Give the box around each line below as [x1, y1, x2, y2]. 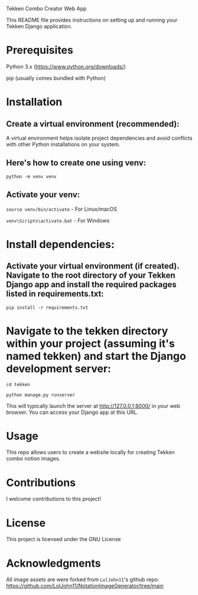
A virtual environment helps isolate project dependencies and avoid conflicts [6, 134, 193, 141]
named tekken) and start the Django [6, 349, 186, 363]
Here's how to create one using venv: [6, 158, 147, 168]
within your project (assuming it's [6, 337, 176, 350]
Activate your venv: [6, 189, 80, 200]
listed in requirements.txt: [6, 289, 105, 299]
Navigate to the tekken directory [6, 324, 168, 337]
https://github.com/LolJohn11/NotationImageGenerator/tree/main [6, 583, 164, 590]
